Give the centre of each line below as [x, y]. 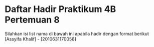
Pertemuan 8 [32, 20]
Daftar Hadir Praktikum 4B [60, 9]
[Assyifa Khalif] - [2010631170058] [40, 39]
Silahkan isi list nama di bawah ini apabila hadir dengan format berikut [77, 33]
